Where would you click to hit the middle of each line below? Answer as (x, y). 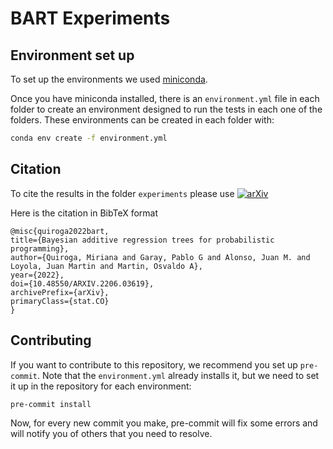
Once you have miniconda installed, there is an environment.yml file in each (165, 98)
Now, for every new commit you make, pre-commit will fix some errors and (164, 423)
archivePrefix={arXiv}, (60, 292)
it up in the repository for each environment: (101, 386)
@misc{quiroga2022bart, (60, 231)
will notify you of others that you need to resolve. (111, 434)
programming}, (40, 248)
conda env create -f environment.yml (89, 138)
